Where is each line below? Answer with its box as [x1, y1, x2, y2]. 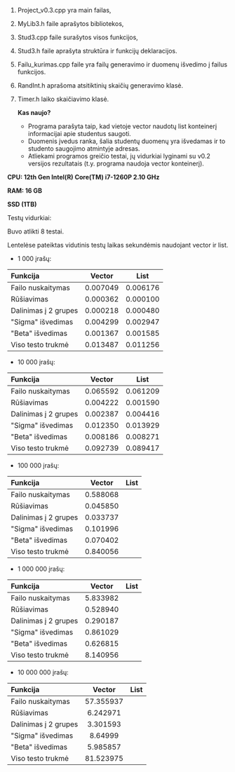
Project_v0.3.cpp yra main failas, [17, 6, 112, 14]
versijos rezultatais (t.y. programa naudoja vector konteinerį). [27, 159, 205, 168]
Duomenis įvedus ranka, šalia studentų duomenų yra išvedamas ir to [27, 137, 226, 145]
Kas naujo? [17, 109, 51, 116]
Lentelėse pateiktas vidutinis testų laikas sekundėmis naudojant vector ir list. [7, 241, 229, 249]
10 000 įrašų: [17, 358, 55, 366]
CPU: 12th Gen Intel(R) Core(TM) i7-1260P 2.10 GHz [7, 173, 160, 181]
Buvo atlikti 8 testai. [7, 227, 65, 236]
